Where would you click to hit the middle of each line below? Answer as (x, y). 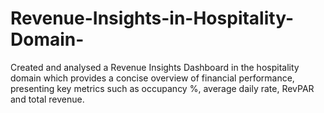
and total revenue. (47, 99)
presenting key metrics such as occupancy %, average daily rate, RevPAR (162, 88)
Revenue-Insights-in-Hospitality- (152, 18)
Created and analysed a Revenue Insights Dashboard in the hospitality (155, 67)
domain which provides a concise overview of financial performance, (152, 78)
